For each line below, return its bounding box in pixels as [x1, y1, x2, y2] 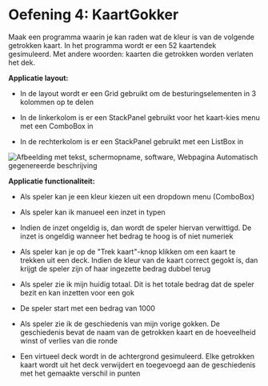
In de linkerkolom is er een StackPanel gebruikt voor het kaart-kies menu [19, 112, 260, 122]
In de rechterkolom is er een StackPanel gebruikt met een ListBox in [19, 136, 244, 146]
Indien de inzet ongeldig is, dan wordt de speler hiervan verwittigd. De [19, 223, 252, 232]
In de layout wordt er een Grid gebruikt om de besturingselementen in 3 [19, 88, 257, 98]
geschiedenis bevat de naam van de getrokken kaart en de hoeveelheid [19, 327, 256, 337]
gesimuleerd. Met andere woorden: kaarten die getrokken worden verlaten [8, 49, 254, 58]
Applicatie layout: [8, 73, 69, 82]
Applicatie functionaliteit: [8, 176, 95, 186]
